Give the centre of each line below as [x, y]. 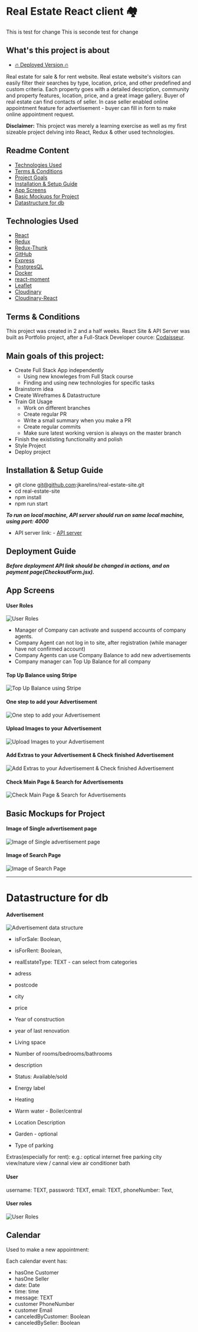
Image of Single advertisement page [52, 829]
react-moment [32, 279]
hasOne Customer [37, 1272]
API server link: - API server [48, 532]
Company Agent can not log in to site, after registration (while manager [101, 643]
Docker [24, 273]
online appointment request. [40, 114]
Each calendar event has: [37, 1261]
